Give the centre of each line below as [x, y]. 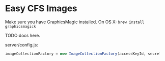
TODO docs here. [23, 35]
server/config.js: [22, 45]
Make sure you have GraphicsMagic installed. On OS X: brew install [75, 22]
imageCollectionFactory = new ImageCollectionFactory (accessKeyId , [76, 54]
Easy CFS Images [41, 8]
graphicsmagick [21, 26]
